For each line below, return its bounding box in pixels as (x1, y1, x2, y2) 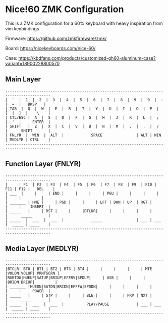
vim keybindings (5, 25, 39, 31)
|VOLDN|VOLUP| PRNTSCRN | (5, 271, 60, 276)
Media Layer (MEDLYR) (5, 244, 79, 253)
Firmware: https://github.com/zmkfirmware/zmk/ (5, 35, 107, 41)
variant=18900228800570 (5, 60, 60, 66)
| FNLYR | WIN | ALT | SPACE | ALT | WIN (5, 132, 161, 137)
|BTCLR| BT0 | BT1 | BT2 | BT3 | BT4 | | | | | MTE (5, 266, 152, 271)
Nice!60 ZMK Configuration (5, 4, 124, 15)
